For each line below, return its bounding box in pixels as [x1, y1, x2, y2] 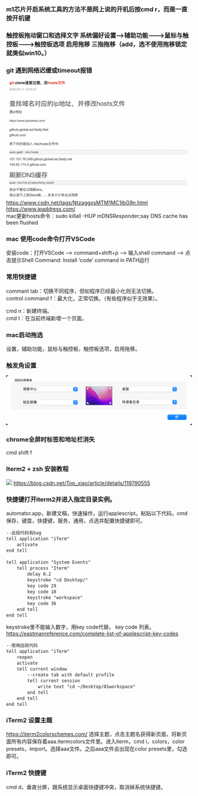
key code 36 [27, 601, 57, 606]
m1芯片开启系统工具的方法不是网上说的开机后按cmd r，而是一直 [6, 5, 188, 13]
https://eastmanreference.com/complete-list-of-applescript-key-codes [6, 630, 179, 637]
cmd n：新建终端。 [6, 307, 53, 314]
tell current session [27, 678, 81, 684]
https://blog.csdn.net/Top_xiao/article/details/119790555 [13, 479, 150, 486]
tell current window [16, 666, 67, 672]
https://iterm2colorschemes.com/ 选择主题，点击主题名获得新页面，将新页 [6, 731, 187, 738]
